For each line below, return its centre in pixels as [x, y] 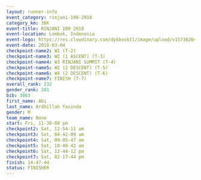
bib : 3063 [19, 95]
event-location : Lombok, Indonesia [51, 34]
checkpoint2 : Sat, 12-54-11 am [45, 129]
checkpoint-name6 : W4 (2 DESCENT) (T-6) [57, 73]
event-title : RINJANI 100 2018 [45, 28]
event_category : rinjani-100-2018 [49, 17]
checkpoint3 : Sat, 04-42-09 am [45, 135]
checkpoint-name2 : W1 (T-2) [41, 51]
